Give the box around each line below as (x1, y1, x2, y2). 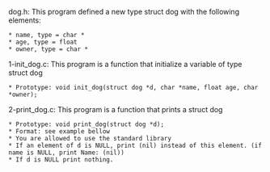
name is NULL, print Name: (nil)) (8, 149, 125, 157)
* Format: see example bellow (8, 128, 111, 136)
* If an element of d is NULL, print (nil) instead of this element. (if (8, 141, 263, 149)
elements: (8, 15, 42, 25)
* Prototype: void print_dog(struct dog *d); (8, 120, 164, 128)
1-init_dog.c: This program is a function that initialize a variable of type (8, 60, 243, 69)
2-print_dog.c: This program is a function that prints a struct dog (8, 105, 223, 114)
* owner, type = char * (8, 45, 89, 53)
